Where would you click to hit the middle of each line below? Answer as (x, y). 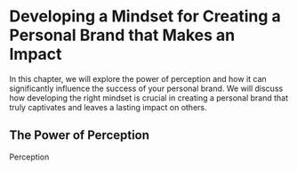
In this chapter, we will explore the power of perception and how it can (138, 78)
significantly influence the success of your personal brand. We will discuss (146, 88)
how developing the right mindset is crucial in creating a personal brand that (149, 98)
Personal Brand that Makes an (122, 35)
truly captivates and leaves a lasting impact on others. (108, 107)
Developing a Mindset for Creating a (145, 16)
